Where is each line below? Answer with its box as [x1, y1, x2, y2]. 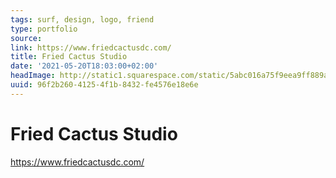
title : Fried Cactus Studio [10, 52, 128, 62]
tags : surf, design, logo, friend [10, 14, 155, 25]
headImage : [10, 71, 56, 81]
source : [10, 33, 43, 43]
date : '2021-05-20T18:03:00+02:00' [10, 61, 159, 71]
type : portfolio [10, 24, 78, 34]
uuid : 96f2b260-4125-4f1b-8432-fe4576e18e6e [10, 80, 199, 90]
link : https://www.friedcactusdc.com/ [10, 42, 172, 53]
